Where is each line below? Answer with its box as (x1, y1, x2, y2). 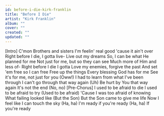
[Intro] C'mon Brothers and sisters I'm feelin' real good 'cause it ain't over (5, 48, 153, 54)
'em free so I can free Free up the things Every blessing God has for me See (5, 69, 158, 75)
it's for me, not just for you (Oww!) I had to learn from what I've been (5, 74, 143, 80)
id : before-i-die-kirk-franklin (5, 7, 71, 12)
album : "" (5, 21, 25, 26)
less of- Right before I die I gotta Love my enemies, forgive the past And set (5, 63, 158, 69)
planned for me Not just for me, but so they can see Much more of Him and (5, 58, 157, 64)
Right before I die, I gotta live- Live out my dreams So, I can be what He (5, 53, 149, 59)
